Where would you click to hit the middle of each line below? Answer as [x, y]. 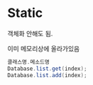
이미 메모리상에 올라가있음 [44, 48]
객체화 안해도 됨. [30, 33]
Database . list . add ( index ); [47, 75]
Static [25, 13]
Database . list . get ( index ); [47, 69]
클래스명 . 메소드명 [28, 62]
